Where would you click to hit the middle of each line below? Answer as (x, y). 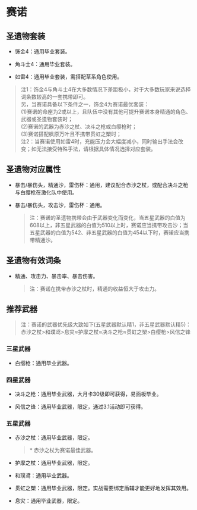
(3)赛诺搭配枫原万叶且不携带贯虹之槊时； (71, 134)
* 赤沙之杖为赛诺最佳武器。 (63, 450)
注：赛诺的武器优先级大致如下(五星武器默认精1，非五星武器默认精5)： (106, 324)
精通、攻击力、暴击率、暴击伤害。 (56, 276)
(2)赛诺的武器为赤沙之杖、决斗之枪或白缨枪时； (79, 126)
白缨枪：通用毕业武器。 (43, 363)
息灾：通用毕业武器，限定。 (49, 501)
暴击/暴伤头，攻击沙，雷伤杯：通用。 (60, 205)
